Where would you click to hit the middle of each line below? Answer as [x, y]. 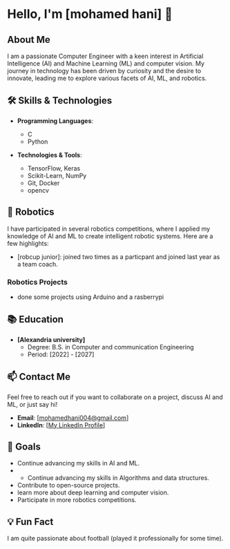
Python [38, 142]
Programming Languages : [55, 121]
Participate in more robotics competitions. [77, 500]
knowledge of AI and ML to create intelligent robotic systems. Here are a [110, 236]
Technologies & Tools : [49, 155]
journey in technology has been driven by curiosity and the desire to [104, 71]
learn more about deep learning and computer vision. [93, 492]
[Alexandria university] [51, 339]
